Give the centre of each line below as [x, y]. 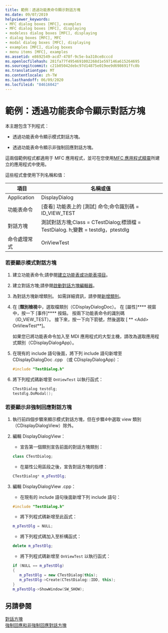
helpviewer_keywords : [28, 19]
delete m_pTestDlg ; [33, 546]
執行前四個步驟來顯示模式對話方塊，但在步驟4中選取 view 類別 [77, 419]
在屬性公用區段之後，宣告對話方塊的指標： [64, 466]
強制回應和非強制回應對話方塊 [36, 625]
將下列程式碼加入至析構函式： [50, 537]
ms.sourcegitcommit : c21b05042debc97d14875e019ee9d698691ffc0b [72, 66]
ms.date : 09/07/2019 [27, 15]
